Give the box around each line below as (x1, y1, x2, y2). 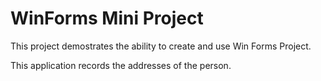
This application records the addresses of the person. (10, 59, 232, 71)
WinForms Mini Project (10, 7, 204, 30)
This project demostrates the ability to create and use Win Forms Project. (10, 40, 312, 52)
